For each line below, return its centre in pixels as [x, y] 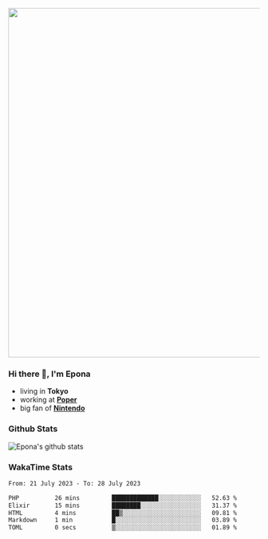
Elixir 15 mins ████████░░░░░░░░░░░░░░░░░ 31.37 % [123, 505]
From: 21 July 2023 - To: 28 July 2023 [75, 483]
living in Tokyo [44, 391]
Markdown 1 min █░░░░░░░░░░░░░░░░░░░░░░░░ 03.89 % [123, 520]
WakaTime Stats [41, 467]
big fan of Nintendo [52, 408]
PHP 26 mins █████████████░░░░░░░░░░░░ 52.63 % [123, 498]
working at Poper [48, 400]
